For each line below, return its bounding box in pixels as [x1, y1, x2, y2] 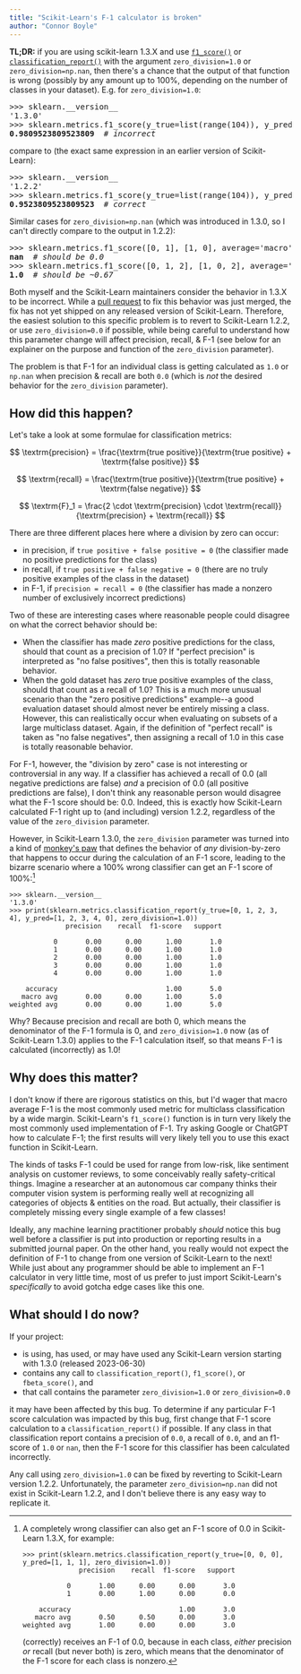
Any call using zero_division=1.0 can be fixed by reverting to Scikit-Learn [9, 1469, 283, 1480]
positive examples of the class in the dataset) [21, 574, 190, 584]
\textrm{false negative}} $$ [99, 483, 202, 494]
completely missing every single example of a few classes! [9, 1206, 227, 1217]
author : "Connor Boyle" [9, 22, 99, 30]
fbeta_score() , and [21, 1376, 94, 1387]
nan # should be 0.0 [9, 252, 105, 262]
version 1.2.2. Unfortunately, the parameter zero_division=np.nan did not [9, 1478, 278, 1488]
